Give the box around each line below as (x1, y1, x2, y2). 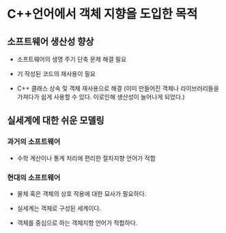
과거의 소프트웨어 (7, 137, 61, 147)
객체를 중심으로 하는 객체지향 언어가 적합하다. (16, 219, 138, 227)
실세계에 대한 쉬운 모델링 (7, 114, 104, 127)
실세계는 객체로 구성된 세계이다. (16, 204, 101, 212)
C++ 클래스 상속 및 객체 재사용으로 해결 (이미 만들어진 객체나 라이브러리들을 (16, 84, 220, 93)
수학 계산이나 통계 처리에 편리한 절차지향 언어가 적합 (16, 154, 156, 162)
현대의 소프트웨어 (7, 173, 61, 182)
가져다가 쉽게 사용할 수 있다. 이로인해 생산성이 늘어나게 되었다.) (16, 93, 186, 101)
